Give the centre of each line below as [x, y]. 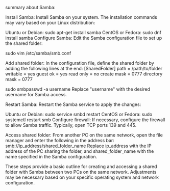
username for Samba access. [36, 94]
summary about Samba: [30, 7]
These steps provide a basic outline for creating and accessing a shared [81, 167]
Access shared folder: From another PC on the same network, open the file [84, 135]
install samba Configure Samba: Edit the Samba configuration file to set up [84, 38]
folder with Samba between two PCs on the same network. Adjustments [81, 172]
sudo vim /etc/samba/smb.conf [38, 53]
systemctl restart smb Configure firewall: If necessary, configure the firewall [85, 120]
